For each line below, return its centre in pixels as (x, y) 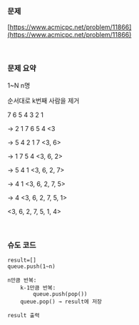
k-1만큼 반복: (38, 288)
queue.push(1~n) (31, 266)
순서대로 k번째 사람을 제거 (43, 100)
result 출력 (24, 315)
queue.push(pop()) (60, 294)
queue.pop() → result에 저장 (61, 301)
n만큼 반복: (22, 280)
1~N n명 (19, 85)
